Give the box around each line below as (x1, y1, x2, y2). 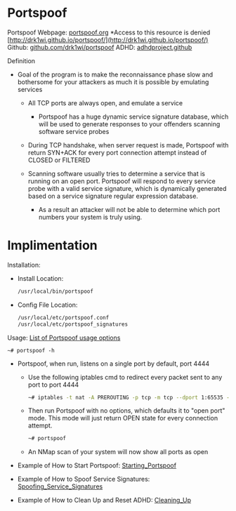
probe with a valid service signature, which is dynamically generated (27, 184, 227, 192)
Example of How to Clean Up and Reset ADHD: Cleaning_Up (17, 496, 192, 505)
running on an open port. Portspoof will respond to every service (27, 177, 216, 185)
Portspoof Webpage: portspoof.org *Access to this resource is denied (7, 28, 211, 36)
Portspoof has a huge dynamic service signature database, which (38, 112, 229, 121)
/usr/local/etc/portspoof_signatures (17, 321, 129, 328)
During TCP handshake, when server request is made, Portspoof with (27, 140, 229, 149)
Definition (7, 56, 36, 65)
